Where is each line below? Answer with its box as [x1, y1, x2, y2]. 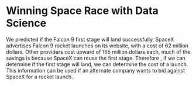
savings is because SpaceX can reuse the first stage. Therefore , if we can [6, 54, 186, 61]
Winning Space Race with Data [6, 4, 159, 18]
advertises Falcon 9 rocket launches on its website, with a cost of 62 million [6, 42, 189, 49]
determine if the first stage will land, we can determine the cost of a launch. [6, 60, 188, 68]
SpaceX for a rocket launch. [6, 73, 73, 80]
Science [6, 16, 47, 30]
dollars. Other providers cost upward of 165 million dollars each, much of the [6, 48, 191, 55]
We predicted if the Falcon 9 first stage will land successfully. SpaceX [6, 36, 174, 43]
